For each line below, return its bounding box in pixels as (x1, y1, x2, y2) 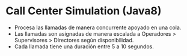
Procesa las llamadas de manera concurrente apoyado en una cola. (14, 24, 182, 31)
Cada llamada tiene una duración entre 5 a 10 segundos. (14, 43, 154, 50)
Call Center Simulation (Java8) (5, 4, 162, 18)
